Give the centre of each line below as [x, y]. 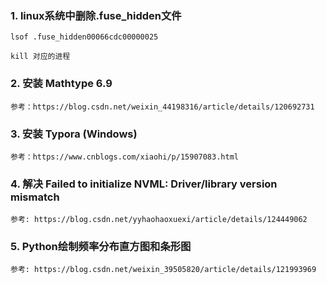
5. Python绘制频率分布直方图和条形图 [101, 247]
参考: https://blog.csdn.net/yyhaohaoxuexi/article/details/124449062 [159, 220]
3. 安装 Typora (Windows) [74, 134]
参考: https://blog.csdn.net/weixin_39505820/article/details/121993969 [163, 270]
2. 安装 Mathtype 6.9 [61, 84]
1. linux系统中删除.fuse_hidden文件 [96, 15]
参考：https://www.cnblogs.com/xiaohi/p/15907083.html [124, 157]
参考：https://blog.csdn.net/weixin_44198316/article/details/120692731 [162, 107]
